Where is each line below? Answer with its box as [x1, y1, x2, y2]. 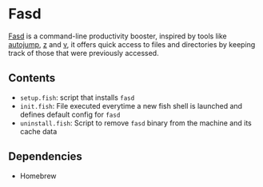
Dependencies [8, 149, 82, 164]
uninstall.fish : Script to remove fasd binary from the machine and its [19, 117, 252, 128]
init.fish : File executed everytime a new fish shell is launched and [19, 101, 242, 110]
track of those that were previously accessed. [8, 48, 159, 58]
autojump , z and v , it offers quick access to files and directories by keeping [8, 39, 256, 49]
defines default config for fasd [19, 109, 121, 119]
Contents [8, 71, 56, 85]
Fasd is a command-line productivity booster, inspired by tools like [8, 31, 227, 41]
